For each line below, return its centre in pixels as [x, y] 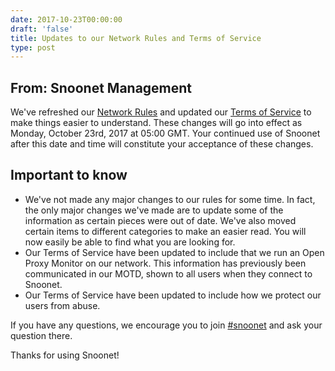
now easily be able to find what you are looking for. [130, 242]
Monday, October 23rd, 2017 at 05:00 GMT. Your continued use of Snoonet [165, 133]
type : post [33, 47]
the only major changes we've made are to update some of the [154, 210]
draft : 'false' [42, 29]
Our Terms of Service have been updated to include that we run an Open [174, 252]
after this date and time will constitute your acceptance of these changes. [162, 144]
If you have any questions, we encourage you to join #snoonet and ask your [166, 325]
